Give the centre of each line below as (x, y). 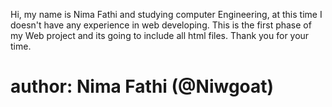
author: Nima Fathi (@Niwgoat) (142, 86)
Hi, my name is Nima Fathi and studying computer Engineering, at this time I (166, 14)
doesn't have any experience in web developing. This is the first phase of (161, 25)
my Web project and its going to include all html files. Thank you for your (160, 35)
